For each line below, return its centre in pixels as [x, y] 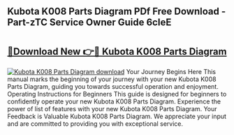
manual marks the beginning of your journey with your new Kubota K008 [112, 79]
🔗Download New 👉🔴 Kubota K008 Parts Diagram [117, 51]
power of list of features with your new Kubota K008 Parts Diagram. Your [112, 109]
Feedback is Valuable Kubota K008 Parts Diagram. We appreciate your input [117, 116]
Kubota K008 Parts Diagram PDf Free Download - [117, 12]
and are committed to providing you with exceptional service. [95, 124]
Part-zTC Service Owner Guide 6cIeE [89, 23]
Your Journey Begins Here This [171, 72]
